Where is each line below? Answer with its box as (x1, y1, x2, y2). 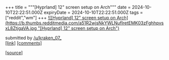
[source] (5, 50, 23, 56)
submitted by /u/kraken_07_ (5, 35, 62, 41)
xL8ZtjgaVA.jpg (5, 25, 37, 31)
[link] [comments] (5, 40, 42, 46)
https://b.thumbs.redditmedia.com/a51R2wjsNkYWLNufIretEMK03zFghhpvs (7, 20, 164, 26)
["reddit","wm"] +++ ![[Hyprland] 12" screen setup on (5, 15, 116, 20)
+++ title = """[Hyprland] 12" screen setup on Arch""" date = (5, 4, 131, 10)
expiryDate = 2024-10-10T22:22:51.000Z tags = (43, 9, 143, 15)
